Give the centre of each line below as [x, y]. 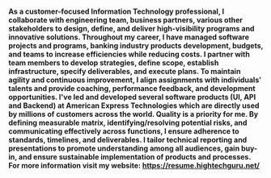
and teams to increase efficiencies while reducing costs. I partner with [129, 54]
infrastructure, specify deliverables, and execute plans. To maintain [125, 71]
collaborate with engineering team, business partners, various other [126, 19]
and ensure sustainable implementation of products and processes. [135, 156]
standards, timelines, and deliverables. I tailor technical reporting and [128, 139]
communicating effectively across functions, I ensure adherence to [124, 131]
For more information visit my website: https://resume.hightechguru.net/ [134, 165]
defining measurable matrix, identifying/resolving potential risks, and [128, 122]
